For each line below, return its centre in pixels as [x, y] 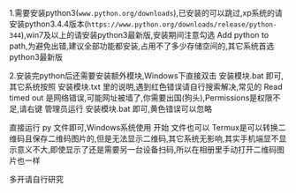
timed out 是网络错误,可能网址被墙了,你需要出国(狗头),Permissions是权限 [141, 98]
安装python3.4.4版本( [49, 24]
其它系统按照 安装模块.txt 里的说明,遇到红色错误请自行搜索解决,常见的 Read [146, 87]
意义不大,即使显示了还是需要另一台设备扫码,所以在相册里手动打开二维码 [147, 149]
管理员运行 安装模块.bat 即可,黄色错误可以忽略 [128, 109]
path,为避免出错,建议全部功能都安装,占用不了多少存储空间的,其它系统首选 [142, 46]
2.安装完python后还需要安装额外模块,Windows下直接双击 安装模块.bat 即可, [147, 76]
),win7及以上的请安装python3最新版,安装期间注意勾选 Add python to [145, 35]
